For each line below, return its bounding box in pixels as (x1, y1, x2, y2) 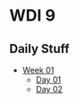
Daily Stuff (9, 41, 70, 56)
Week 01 (22, 64, 55, 75)
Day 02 (35, 84, 63, 94)
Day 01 (35, 74, 61, 85)
